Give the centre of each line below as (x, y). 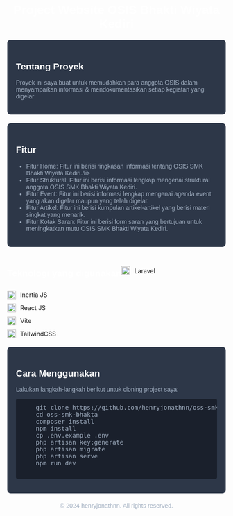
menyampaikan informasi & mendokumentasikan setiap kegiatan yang (110, 89)
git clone (52, 408)
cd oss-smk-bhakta (67, 415)
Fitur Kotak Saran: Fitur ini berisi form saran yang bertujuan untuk (114, 222)
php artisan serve (67, 456)
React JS (33, 308)
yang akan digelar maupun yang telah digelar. (87, 201)
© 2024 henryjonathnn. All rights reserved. (116, 506)
